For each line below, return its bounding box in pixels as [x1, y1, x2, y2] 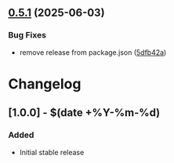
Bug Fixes [8, 30, 47, 41]
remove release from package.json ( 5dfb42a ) [19, 47, 167, 57]
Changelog [8, 74, 82, 92]
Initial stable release [19, 147, 85, 157]
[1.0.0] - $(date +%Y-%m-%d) [8, 106, 161, 120]
